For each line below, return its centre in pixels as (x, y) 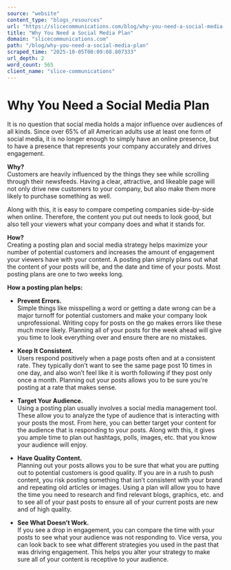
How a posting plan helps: (45, 287)
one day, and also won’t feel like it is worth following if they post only (114, 373)
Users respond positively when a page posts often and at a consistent (116, 358)
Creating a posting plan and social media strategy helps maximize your (108, 245)
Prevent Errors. (39, 301)
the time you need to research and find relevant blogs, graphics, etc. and (120, 495)
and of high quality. (44, 509)
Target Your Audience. (50, 401)
